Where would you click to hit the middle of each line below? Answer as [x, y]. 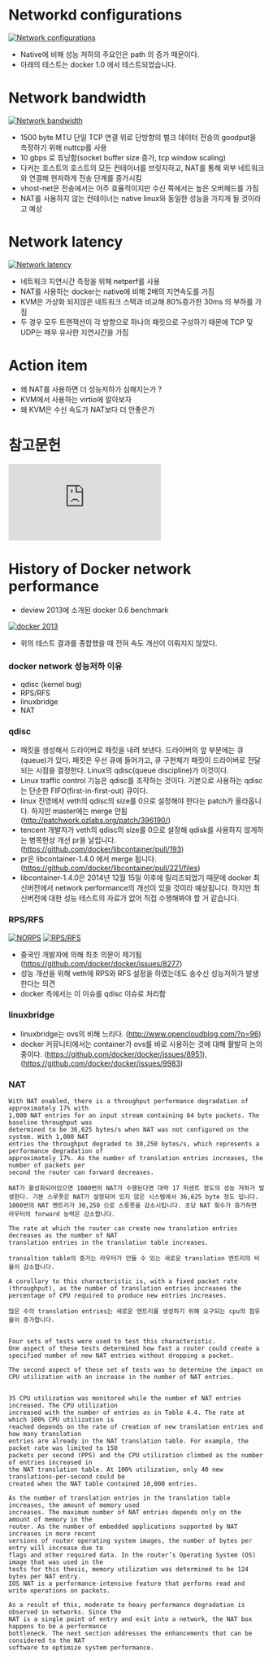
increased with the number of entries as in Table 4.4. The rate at [127, 1413]
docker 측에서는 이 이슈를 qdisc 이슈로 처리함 [93, 993]
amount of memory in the [50, 1520]
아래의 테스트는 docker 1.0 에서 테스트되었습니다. [98, 64]
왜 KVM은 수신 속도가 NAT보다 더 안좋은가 [87, 410]
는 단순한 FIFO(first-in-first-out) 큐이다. [84, 791]
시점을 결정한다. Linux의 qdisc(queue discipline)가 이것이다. [132, 770]
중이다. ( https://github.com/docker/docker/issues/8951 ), [113, 1054]
